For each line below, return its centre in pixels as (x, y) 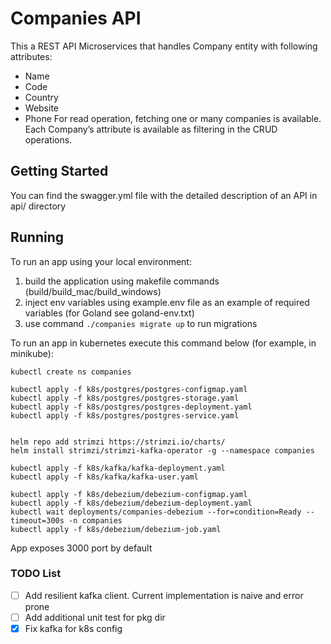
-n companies (95, 520)
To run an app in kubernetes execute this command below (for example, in (163, 343)
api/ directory (38, 206)
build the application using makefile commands (122, 281)
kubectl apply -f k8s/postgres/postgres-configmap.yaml (129, 389)
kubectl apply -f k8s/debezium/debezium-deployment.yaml (131, 503)
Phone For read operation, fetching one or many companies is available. (173, 118)
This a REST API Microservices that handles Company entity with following (164, 46)
